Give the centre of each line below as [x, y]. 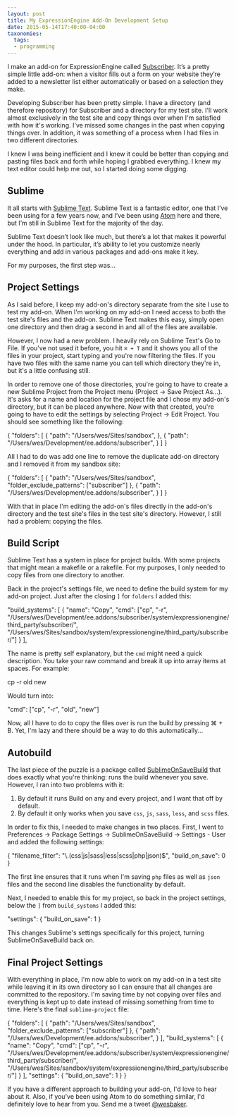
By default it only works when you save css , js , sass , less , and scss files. [123, 813]
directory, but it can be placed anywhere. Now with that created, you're [111, 407]
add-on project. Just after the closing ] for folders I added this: [99, 596]
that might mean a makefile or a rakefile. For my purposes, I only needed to [116, 567]
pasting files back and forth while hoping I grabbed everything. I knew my [114, 161]
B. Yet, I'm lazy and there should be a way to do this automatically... [105, 731]
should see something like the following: [66, 421]
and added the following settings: [56, 842]
